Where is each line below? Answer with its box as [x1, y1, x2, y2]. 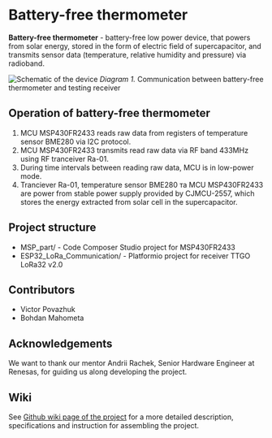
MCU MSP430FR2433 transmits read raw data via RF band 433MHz [19, 145, 249, 155]
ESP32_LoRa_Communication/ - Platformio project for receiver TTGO [19, 250, 251, 261]
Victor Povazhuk [19, 305, 76, 314]
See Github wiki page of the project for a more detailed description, [8, 412, 234, 422]
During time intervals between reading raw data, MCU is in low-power [19, 163, 254, 172]
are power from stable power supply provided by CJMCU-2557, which [19, 189, 255, 198]
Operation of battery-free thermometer [8, 106, 211, 120]
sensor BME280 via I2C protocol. [19, 137, 132, 146]
